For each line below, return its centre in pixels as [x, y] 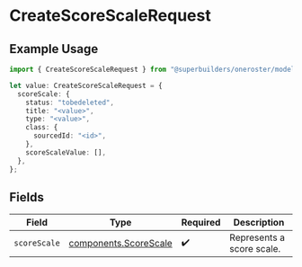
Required [201, 223]
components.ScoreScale [120, 244]
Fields [27, 197]
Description [259, 223]
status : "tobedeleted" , [70, 102]
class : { [42, 128]
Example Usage [54, 49]
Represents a [257, 237]
